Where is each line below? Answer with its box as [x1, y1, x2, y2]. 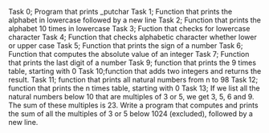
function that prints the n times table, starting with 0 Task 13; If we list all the [8, 83, 260, 93]
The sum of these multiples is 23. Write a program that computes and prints [8, 100, 259, 110]
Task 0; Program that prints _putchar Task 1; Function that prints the [8, 7, 233, 16]
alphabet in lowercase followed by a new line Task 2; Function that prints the [8, 15, 262, 25]
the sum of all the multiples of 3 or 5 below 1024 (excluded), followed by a [8, 109, 253, 119]
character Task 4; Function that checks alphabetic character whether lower [8, 32, 257, 42]
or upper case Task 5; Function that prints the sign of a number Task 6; [8, 41, 243, 50]
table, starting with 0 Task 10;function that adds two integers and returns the [8, 66, 262, 75]
